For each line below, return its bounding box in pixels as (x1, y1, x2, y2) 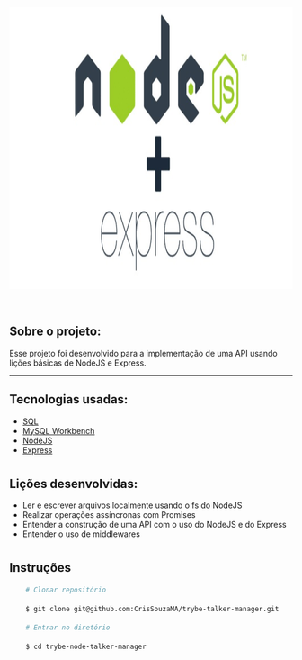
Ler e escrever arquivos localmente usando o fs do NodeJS (22, 500, 243, 511)
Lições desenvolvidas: (9, 475, 138, 492)
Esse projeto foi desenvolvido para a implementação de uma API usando (9, 348, 278, 358)
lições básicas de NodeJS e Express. (9, 357, 147, 368)
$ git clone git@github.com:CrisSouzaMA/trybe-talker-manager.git (25, 604, 280, 613)
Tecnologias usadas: (9, 392, 129, 407)
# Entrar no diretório (25, 623, 111, 632)
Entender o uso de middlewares (22, 529, 141, 539)
